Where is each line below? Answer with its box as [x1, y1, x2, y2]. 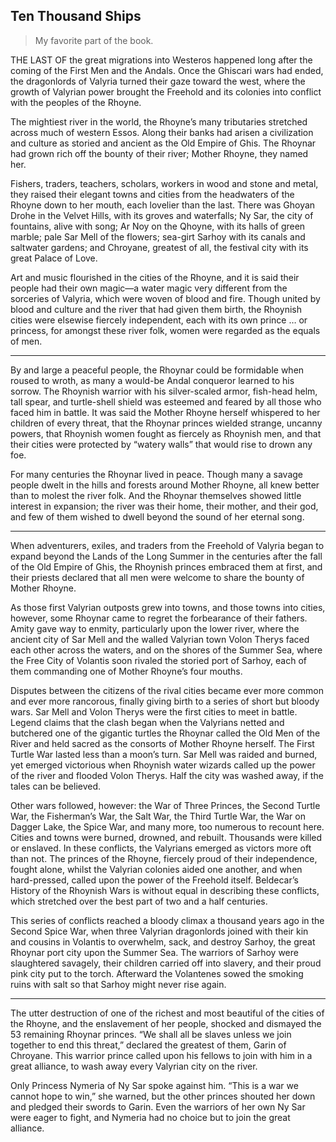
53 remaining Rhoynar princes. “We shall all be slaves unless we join [10, 1028, 292, 1040]
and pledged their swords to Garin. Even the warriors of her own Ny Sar [10, 1100, 306, 1113]
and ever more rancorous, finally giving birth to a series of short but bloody [10, 695, 320, 707]
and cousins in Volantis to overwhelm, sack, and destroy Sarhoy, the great [10, 935, 316, 948]
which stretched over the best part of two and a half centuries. [10, 895, 268, 907]
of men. [10, 335, 43, 347]
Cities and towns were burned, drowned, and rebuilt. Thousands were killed [10, 831, 323, 843]
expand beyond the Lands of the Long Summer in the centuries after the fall [10, 550, 323, 562]
